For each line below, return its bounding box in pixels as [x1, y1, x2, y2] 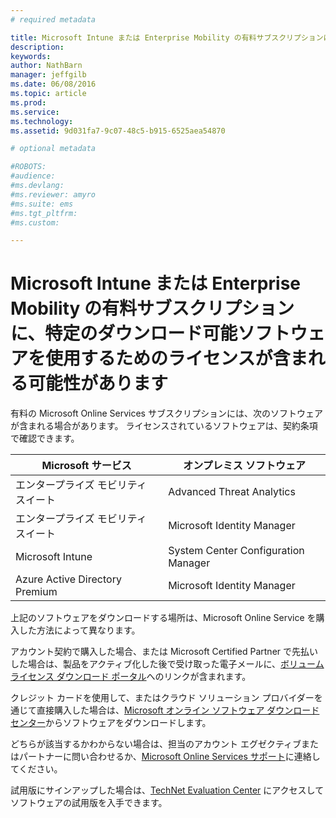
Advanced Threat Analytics [168, 485, 296, 499]
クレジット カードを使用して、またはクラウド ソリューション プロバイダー [10, 692, 315, 704]
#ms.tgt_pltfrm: [10, 208, 78, 218]
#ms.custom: [10, 217, 60, 228]
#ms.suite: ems [10, 199, 74, 209]
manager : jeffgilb [10, 70, 87, 80]
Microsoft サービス [41, 459, 132, 473]
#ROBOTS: [10, 162, 47, 172]
